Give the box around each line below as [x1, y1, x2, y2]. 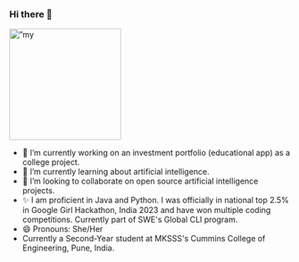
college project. [21, 157, 80, 168]
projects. [21, 185, 55, 196]
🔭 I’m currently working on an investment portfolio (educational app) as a [21, 147, 291, 159]
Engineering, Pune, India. [21, 242, 115, 253]
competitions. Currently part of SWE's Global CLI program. [21, 214, 238, 225]
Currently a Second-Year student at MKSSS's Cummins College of [21, 233, 266, 244]
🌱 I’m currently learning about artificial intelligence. [21, 167, 210, 177]
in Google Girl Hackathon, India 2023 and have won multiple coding [21, 205, 271, 216]
